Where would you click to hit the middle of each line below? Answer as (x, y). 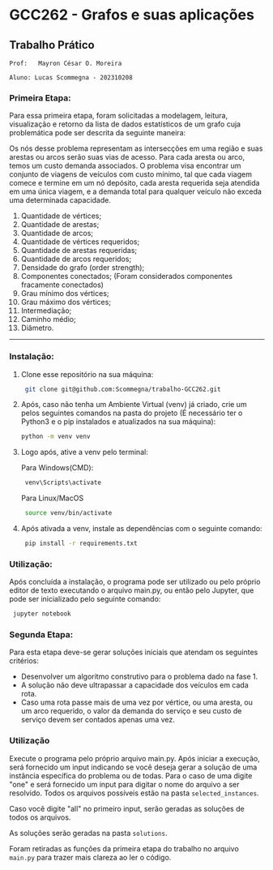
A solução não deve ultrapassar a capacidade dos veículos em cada (135, 685)
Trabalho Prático (52, 45)
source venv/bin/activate (68, 513)
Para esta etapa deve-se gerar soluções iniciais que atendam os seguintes (134, 652)
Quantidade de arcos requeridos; (76, 259)
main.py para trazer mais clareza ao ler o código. (90, 857)
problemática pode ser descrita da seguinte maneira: (98, 133)
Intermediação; (46, 311)
